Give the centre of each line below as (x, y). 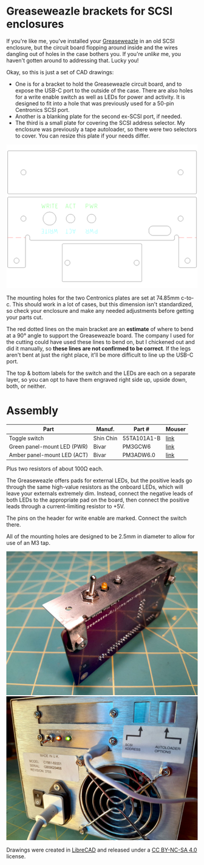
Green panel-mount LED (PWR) (48, 446)
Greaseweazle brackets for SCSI (90, 11)
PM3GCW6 (137, 446)
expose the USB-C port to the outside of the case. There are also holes (104, 90)
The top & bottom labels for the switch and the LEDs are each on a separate (101, 373)
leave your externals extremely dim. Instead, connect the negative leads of (100, 493)
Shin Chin (105, 438)
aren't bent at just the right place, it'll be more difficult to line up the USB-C (100, 355)
